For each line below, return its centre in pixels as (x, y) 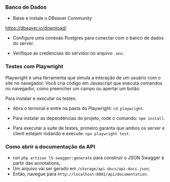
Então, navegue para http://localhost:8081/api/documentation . (80, 174)
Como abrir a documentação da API (50, 146)
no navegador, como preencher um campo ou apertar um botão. (73, 88)
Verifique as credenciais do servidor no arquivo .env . (68, 53)
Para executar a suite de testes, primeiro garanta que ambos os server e (89, 128)
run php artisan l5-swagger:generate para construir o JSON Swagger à (88, 158)
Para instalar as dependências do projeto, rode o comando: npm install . (89, 118)
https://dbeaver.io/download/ (36, 28)
